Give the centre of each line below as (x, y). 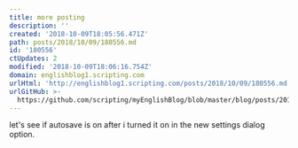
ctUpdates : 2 (33, 58)
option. (22, 135)
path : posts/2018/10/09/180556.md (73, 42)
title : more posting (47, 17)
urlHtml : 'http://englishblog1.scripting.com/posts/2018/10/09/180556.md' (150, 83)
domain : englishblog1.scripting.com (77, 75)
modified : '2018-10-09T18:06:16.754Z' (81, 67)
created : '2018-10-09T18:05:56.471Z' (79, 34)
